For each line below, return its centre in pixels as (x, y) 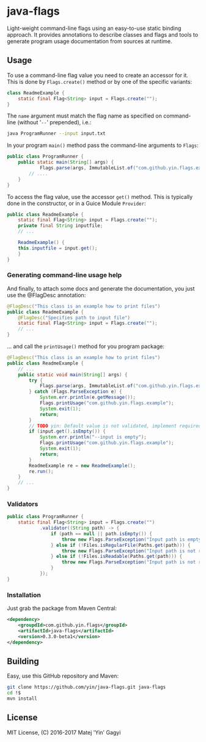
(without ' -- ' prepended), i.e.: (54, 122)
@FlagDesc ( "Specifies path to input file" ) (74, 317)
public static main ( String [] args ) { (66, 162)
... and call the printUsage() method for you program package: (86, 346)
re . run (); (41, 471)
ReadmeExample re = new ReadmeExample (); (83, 466)
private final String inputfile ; (61, 226)
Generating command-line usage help (64, 275)
